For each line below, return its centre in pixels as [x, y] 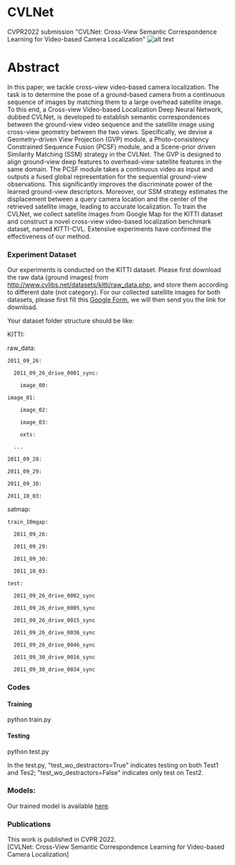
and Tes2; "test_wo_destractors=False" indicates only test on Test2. [106, 772]
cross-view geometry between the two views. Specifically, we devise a [110, 131]
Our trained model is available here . [59, 806]
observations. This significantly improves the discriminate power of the [110, 184]
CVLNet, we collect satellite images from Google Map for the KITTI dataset [115, 214]
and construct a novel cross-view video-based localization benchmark [109, 221]
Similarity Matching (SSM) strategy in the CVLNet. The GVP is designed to [114, 154]
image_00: [34, 386]
